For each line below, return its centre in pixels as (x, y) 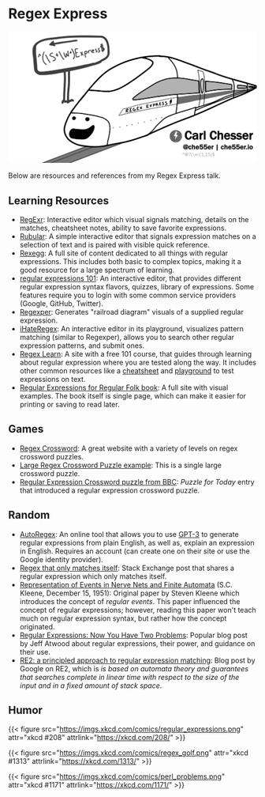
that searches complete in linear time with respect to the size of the (129, 677)
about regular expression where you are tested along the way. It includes (138, 363)
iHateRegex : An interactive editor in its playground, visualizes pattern (132, 329)
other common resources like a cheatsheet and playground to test (127, 371)
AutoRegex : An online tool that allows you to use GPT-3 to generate (129, 534)
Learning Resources (58, 200)
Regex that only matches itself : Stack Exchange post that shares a (127, 568)
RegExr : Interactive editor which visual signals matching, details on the (134, 220)
